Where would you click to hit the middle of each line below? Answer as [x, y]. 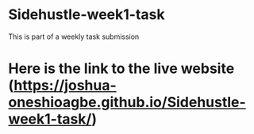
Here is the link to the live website [121, 69]
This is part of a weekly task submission [74, 36]
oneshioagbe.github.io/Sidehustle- [127, 103]
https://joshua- [65, 86]
